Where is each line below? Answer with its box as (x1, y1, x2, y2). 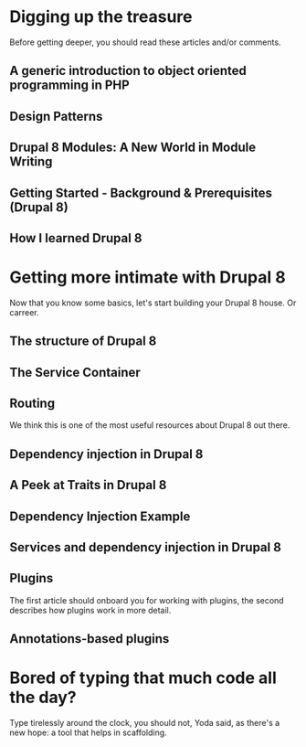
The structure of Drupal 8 (9, 334, 157, 349)
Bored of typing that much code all (9, 667, 277, 688)
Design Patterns (9, 108, 103, 124)
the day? (9, 688, 78, 708)
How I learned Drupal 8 (9, 230, 142, 246)
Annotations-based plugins (9, 631, 170, 646)
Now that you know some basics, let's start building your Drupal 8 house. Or (9, 297, 297, 308)
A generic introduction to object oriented (9, 63, 247, 79)
